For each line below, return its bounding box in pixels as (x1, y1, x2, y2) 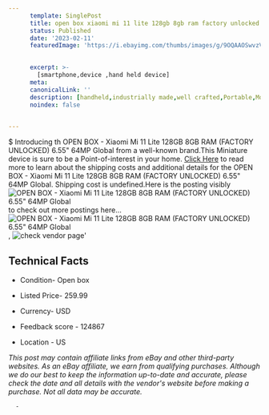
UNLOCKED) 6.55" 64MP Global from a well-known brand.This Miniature (8, 146, 248, 155)
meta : (29, 78, 48, 87)
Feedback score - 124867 (19, 321, 106, 331)
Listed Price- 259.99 (19, 290, 88, 300)
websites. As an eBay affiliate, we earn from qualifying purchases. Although (8, 361, 260, 371)
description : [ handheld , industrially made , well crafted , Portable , (29, 93, 256, 101)
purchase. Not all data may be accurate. (8, 386, 143, 397)
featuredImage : (29, 42, 81, 50)
